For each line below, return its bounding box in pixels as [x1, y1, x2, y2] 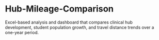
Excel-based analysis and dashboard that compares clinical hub [5, 19, 133, 25]
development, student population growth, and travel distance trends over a [5, 24, 154, 30]
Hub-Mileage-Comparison [5, 3, 114, 14]
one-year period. [5, 29, 39, 35]
